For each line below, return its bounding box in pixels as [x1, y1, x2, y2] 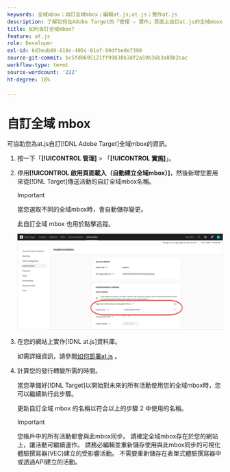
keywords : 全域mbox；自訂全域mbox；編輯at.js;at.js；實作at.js [7, 11, 178, 18]
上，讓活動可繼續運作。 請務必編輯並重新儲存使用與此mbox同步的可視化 [16, 440, 221, 449]
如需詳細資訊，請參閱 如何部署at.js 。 [16, 351, 121, 360]
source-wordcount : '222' [7, 69, 78, 75]
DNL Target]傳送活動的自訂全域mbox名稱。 [33, 177, 155, 186]
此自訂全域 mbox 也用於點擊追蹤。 [16, 220, 115, 228]
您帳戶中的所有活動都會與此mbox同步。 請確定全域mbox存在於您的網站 [16, 432, 218, 440]
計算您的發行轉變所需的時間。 [16, 367, 101, 375]
